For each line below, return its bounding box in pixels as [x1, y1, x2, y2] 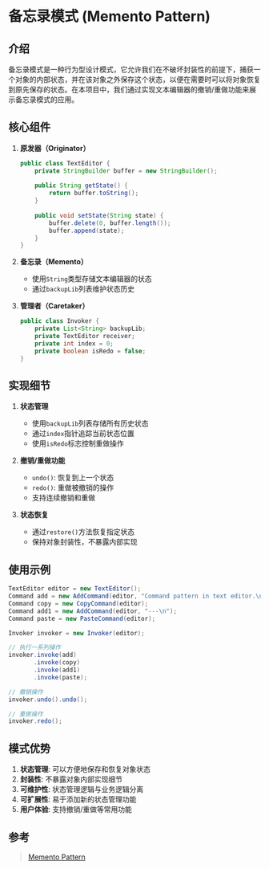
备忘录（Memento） [19, 257, 88, 267]
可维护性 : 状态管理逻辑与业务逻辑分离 [19, 785, 144, 794]
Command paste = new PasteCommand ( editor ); [8, 614, 156, 622]
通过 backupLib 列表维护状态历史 [31, 284, 135, 294]
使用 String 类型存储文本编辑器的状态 [31, 274, 152, 284]
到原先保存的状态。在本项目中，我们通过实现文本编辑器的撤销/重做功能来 [8, 85, 250, 94]
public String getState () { [34, 182, 128, 190]
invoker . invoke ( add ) [8, 651, 78, 659]
